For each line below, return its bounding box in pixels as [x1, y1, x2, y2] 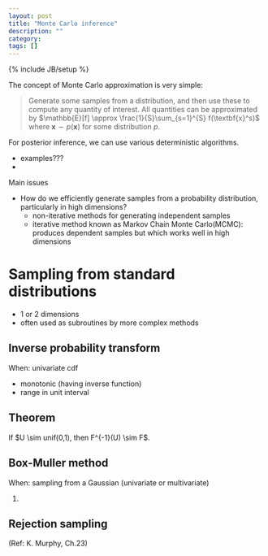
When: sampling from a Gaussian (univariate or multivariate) [8, 477, 210, 488]
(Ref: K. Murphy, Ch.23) [8, 538, 88, 549]
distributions [8, 282, 97, 301]
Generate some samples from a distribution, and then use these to [28, 96, 250, 106]
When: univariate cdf [8, 363, 79, 372]
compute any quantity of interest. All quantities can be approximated [28, 105, 258, 115]
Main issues [8, 178, 49, 188]
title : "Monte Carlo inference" [8, 20, 118, 28]
